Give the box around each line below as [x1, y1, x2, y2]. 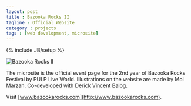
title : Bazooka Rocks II [6, 14, 69, 20]
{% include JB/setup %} [6, 47, 65, 54]
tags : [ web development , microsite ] [6, 31, 99, 37]
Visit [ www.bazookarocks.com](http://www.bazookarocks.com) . [6, 94, 162, 101]
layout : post [6, 8, 38, 15]
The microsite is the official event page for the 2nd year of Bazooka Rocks [6, 69, 186, 77]
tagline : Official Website [6, 19, 75, 25]
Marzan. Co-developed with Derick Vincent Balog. [6, 82, 128, 89]
